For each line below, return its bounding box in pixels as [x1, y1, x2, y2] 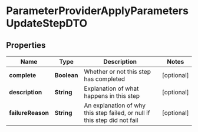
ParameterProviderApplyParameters [6, 4, 189, 18]
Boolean [54, 71, 78, 79]
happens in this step [84, 92, 140, 100]
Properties [6, 40, 46, 50]
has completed [84, 75, 126, 83]
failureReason [9, 109, 49, 117]
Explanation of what [84, 84, 139, 93]
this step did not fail [84, 116, 138, 124]
